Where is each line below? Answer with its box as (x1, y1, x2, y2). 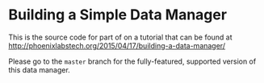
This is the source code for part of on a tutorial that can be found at (8, 32, 233, 42)
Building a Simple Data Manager (8, 6, 228, 24)
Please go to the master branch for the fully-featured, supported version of (8, 56, 257, 66)
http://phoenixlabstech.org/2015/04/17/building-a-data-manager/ (8, 40, 226, 50)
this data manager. (8, 64, 70, 74)
